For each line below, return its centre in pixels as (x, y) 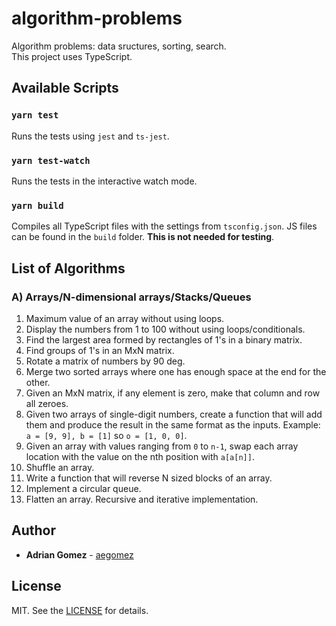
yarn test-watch (51, 160)
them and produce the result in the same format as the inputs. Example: (173, 424)
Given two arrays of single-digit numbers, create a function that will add (174, 414)
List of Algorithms (68, 268)
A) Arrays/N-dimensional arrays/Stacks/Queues (131, 297)
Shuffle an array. (60, 467)
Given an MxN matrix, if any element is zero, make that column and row (173, 393)
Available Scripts (65, 88)
